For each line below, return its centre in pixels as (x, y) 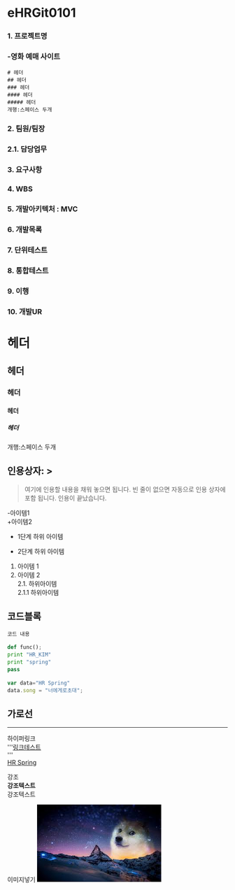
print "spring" (29, 662)
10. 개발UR (25, 311)
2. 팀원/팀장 (26, 129)
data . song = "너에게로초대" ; (45, 690)
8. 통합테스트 (28, 271)
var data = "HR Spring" (39, 683)
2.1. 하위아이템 (37, 583)
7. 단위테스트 (27, 250)
